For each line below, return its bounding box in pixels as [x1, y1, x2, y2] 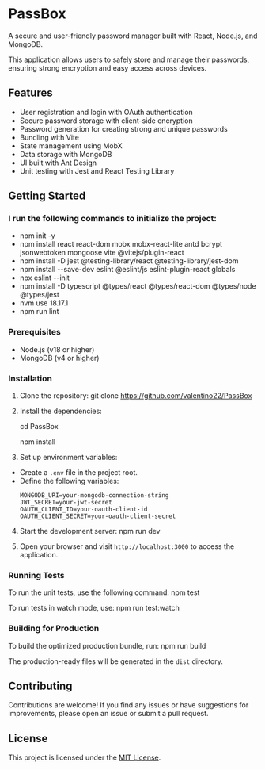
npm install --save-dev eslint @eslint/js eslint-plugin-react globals [19, 265, 236, 274]
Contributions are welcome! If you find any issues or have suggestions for [8, 700, 249, 710]
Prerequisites [8, 327, 61, 338]
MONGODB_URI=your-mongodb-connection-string [19, 492, 169, 500]
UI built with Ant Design [19, 158, 97, 167]
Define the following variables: [19, 477, 119, 486]
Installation [8, 373, 53, 384]
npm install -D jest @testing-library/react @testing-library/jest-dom [19, 256, 239, 266]
